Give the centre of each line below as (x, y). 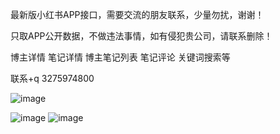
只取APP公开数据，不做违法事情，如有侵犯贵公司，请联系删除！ (141, 36)
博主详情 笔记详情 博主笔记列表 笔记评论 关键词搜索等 (120, 57)
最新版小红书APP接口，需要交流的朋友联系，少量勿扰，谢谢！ (137, 14)
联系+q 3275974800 (52, 78)
